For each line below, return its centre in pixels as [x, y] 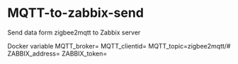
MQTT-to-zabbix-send [75, 13]
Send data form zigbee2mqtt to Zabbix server [74, 32]
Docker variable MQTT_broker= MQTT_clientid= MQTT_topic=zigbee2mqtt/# [119, 46]
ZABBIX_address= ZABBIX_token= [57, 53]
